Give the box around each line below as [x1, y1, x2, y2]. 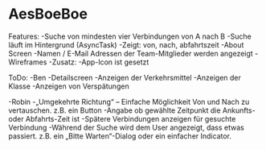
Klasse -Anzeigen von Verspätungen [8, 81, 130, 91]
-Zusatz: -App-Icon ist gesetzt [48, 57, 149, 67]
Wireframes [8, 57, 47, 67]
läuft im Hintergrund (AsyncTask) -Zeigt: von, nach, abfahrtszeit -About [8, 39, 244, 49]
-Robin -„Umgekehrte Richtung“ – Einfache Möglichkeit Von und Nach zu [8, 97, 250, 106]
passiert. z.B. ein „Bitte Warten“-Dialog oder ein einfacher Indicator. [8, 130, 231, 141]
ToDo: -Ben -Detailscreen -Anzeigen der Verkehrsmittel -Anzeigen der [8, 72, 241, 82]
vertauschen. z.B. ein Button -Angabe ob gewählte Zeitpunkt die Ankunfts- [8, 106, 256, 115]
